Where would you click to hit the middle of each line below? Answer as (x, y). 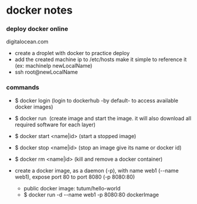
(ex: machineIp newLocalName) (53, 66)
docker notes (39, 10)
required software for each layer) (55, 125)
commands (23, 88)
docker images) (34, 107)
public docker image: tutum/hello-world (72, 188)
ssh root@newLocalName (46, 72)
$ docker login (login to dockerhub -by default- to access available (96, 100)
